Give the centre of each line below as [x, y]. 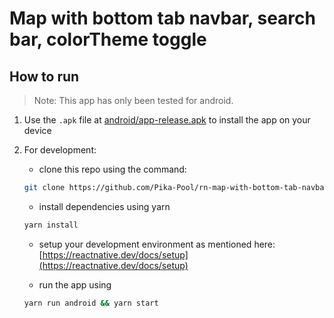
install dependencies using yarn [104, 206]
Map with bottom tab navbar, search [162, 18]
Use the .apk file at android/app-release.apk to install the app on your [167, 120]
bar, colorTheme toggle [108, 39]
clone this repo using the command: [112, 169]
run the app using [75, 284]
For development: [60, 150]
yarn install [51, 225]
